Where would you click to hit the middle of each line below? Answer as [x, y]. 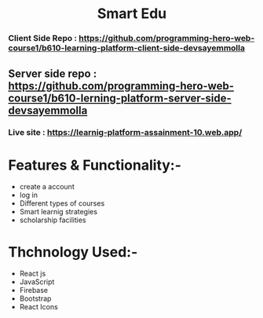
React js [33, 274]
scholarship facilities [53, 220]
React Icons [39, 307]
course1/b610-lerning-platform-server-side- [120, 98]
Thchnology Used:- [73, 252]
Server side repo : [53, 73]
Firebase [34, 291]
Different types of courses [62, 203]
